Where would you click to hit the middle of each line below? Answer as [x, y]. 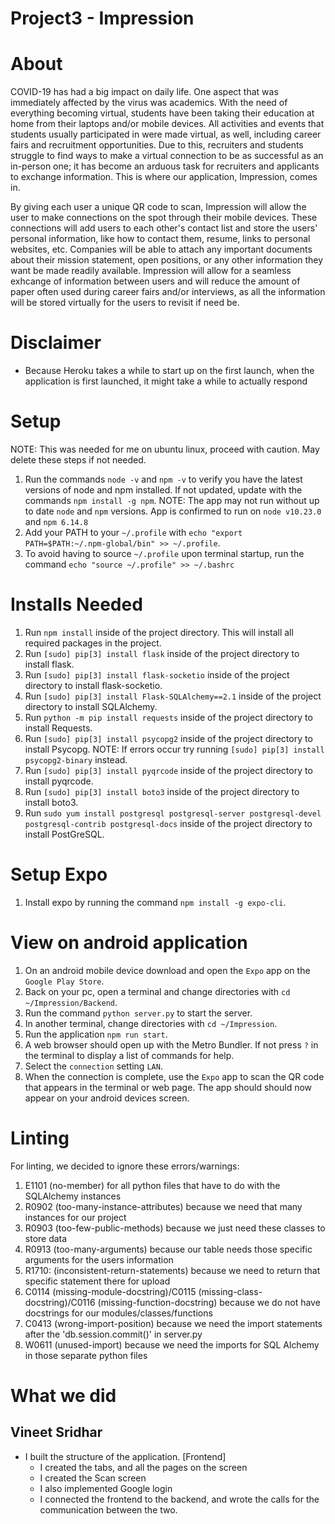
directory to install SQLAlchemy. [91, 706]
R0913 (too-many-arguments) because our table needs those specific [168, 1249]
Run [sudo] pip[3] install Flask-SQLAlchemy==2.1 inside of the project [173, 696]
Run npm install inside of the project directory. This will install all [159, 632]
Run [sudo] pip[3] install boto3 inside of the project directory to [162, 791]
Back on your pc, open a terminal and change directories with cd [157, 991]
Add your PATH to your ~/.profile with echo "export [133, 532]
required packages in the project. [93, 643]
